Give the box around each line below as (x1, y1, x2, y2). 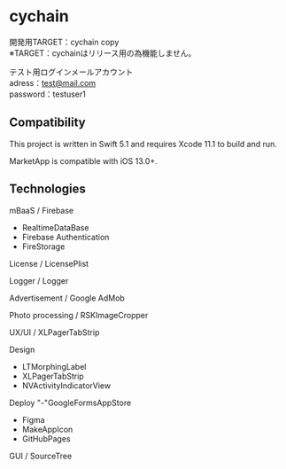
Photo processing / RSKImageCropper (9, 309, 149, 320)
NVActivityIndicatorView (21, 379, 112, 391)
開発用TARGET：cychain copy (9, 36, 120, 47)
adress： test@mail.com (9, 77, 97, 88)
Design (9, 344, 35, 355)
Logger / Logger (9, 275, 69, 285)
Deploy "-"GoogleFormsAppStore (9, 397, 132, 408)
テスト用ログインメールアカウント (9, 66, 134, 77)
